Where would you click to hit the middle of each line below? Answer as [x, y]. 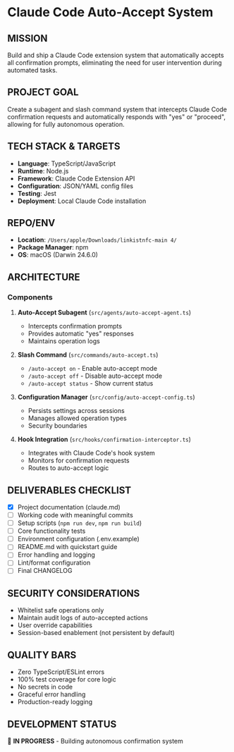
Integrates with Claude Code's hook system [91, 453]
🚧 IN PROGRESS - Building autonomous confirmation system [95, 741]
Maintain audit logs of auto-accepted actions [82, 618]
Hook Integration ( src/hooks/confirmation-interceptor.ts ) [104, 439]
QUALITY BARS [42, 655]
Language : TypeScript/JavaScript [67, 164]
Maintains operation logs [64, 341]
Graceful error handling [51, 694]
